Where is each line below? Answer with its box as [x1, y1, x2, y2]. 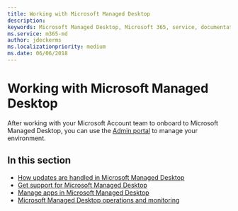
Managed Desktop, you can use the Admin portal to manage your [7, 126, 198, 135]
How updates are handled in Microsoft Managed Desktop [17, 173, 185, 181]
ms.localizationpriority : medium [7, 43, 106, 50]
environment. [7, 134, 46, 142]
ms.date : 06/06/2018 [7, 50, 69, 57]
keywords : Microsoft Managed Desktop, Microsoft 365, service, [7, 23, 198, 30]
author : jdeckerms [7, 37, 62, 44]
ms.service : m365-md [7, 30, 69, 38]
